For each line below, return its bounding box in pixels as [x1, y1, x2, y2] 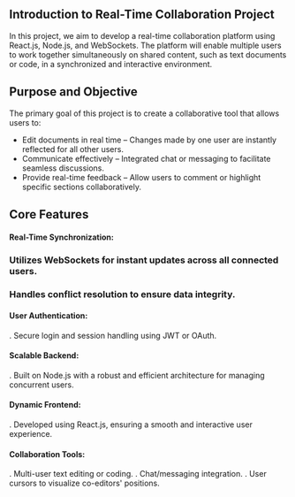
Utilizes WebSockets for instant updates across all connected [9, 254, 279, 266]
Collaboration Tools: [9, 448, 86, 459]
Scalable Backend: [9, 350, 79, 361]
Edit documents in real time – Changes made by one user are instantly [21, 134, 276, 145]
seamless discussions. [21, 163, 104, 173]
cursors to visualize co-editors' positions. [9, 478, 161, 489]
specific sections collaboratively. [21, 181, 141, 192]
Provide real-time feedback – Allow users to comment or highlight [21, 172, 261, 182]
